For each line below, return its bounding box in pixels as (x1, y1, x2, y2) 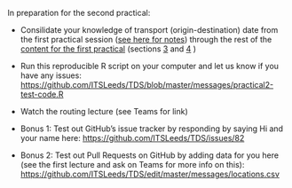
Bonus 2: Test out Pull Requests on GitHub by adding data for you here (20, 150, 280, 161)
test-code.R (20, 89, 64, 99)
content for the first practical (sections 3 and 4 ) (20, 43, 196, 54)
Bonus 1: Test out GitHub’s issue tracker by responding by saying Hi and (20, 123, 284, 134)
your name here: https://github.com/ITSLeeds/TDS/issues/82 (20, 133, 245, 143)
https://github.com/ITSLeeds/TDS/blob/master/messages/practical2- (20, 80, 274, 90)
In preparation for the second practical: (7, 8, 151, 18)
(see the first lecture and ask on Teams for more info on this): (20, 160, 245, 169)
